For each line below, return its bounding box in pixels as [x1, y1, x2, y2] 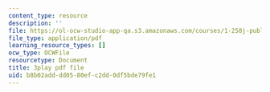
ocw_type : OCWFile [8, 49, 70, 57]
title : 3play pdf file [8, 64, 84, 72]
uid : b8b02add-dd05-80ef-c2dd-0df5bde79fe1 [8, 71, 157, 79]
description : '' [8, 19, 63, 27]
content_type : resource [8, 11, 88, 20]
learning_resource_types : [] [8, 42, 106, 50]
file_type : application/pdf [8, 34, 103, 42]
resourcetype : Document [8, 57, 88, 65]
